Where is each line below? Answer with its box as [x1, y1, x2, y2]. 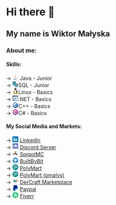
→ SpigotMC [6, 150, 44, 157]
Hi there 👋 [6, 5, 55, 19]
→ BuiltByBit [6, 157, 44, 164]
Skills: [6, 61, 22, 68]
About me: [6, 46, 37, 55]
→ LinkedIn [6, 136, 41, 143]
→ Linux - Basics [6, 88, 53, 96]
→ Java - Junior [6, 75, 52, 82]
